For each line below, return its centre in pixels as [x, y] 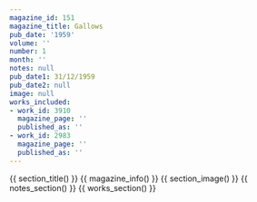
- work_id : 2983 [40, 136]
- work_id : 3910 [40, 111]
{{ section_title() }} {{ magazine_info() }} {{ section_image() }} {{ [128, 178]
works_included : [40, 102]
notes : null [32, 69]
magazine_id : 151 [42, 18]
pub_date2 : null [40, 85]
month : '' [28, 60]
